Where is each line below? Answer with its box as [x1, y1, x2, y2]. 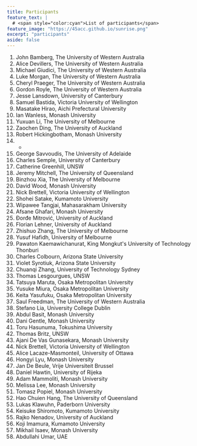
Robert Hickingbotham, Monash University [15, 131, 122, 138]
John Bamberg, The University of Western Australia [15, 54, 145, 61]
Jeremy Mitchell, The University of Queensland [15, 169, 134, 176]
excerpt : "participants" [7, 31, 70, 38]
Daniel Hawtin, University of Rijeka [15, 369, 102, 376]
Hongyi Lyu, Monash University [15, 356, 95, 363]
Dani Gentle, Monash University [15, 317, 95, 324]
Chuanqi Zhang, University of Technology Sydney [15, 266, 140, 273]
